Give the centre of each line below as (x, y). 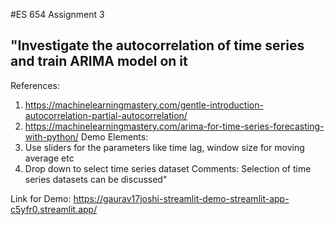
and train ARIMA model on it (99, 61)
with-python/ (51, 136)
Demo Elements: (114, 136)
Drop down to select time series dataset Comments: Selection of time (168, 168)
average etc (49, 158)
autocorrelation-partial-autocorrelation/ (106, 115)
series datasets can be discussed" (96, 179)
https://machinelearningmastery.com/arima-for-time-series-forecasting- (174, 126)
